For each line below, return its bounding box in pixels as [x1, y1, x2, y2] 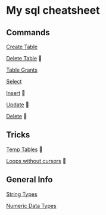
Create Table [6, 43, 38, 50]
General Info [6, 174, 53, 185]
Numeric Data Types [6, 202, 57, 209]
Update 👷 [6, 101, 30, 108]
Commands [6, 27, 51, 38]
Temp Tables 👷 [6, 146, 43, 153]
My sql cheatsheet [6, 4, 100, 17]
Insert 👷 [6, 90, 26, 96]
